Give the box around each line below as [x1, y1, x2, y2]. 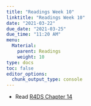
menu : [6, 37, 20, 43]
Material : [12, 43, 36, 49]
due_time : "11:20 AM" [6, 31, 61, 38]
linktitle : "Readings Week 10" [6, 15, 86, 21]
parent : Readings [17, 48, 61, 55]
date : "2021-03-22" [6, 20, 56, 26]
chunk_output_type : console [12, 76, 83, 82]
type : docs [6, 59, 34, 65]
